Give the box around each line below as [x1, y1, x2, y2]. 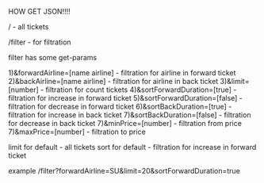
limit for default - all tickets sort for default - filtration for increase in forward [8, 143, 257, 151]
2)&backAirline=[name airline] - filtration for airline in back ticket [8, 77, 219, 86]
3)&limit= [220, 77, 250, 86]
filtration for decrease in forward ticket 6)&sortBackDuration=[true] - [8, 102, 232, 111]
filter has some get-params [8, 53, 98, 62]
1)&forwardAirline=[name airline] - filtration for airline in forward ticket [8, 68, 236, 78]
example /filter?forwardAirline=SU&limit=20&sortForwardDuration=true [8, 166, 240, 175]
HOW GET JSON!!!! [8, 7, 71, 16]
